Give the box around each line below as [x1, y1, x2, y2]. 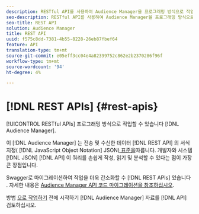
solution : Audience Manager [6, 25, 76, 31]
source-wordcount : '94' [6, 63, 65, 70]
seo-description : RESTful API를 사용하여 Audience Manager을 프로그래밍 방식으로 [6, 14, 194, 20]
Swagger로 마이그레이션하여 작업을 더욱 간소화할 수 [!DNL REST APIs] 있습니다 [6, 174, 191, 181]
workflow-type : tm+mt [6, 58, 60, 64]
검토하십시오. [6, 202, 37, 209]
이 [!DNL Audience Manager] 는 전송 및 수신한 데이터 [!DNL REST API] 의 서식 [6, 139, 191, 146]
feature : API [6, 42, 38, 48]
